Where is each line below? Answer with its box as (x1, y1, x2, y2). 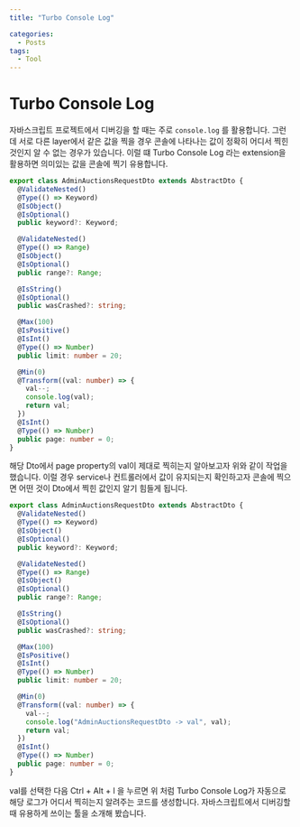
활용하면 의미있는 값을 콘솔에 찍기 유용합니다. (9, 159, 168, 170)
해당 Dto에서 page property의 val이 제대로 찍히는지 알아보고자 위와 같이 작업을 (9, 460, 288, 471)
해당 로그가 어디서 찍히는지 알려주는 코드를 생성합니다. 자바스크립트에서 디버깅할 (9, 796, 291, 807)
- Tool (17, 55, 42, 64)
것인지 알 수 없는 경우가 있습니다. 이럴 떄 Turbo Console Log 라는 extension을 (9, 147, 286, 158)
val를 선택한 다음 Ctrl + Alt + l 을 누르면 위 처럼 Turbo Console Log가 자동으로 (9, 785, 286, 795)
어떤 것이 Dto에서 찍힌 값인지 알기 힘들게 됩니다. (18, 483, 188, 494)
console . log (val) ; (25, 393, 95, 402)
